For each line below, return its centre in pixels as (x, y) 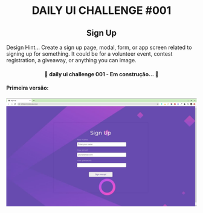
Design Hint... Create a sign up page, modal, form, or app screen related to (99, 47)
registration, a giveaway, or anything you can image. (72, 60)
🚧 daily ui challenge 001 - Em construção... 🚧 (101, 74)
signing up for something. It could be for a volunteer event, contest (89, 54)
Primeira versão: (27, 88)
